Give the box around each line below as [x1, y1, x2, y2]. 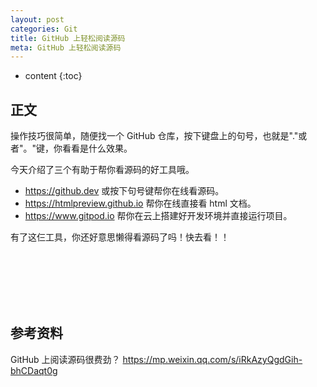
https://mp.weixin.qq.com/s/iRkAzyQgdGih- [122, 353, 303, 365]
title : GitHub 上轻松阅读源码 [10, 33, 126, 43]
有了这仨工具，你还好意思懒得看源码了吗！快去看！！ [10, 231, 230, 243]
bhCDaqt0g [10, 364, 58, 376]
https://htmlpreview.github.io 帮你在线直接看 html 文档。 [24, 197, 257, 210]
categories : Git [10, 24, 78, 34]
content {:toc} [24, 70, 83, 82]
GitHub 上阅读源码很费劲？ [10, 353, 121, 365]
